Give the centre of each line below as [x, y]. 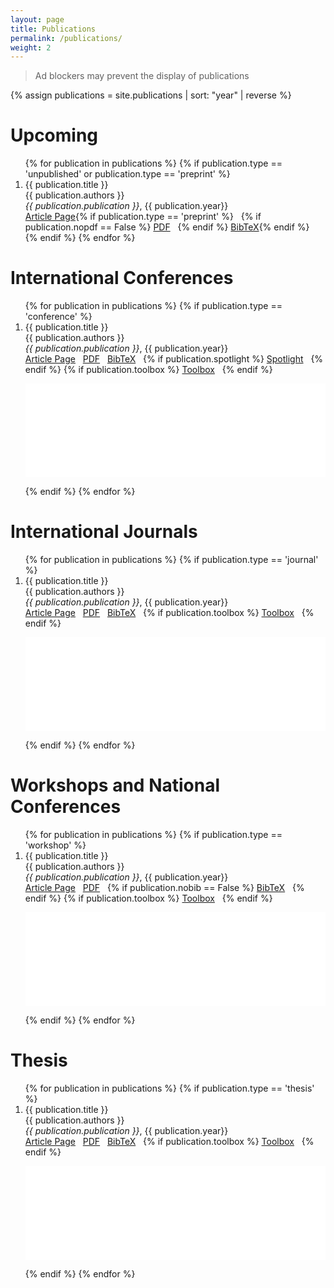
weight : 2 [31, 47]
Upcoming [54, 135]
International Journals [104, 532]
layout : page [37, 19]
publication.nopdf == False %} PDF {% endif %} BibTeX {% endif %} [167, 227]
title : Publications [53, 29]
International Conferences [122, 278]
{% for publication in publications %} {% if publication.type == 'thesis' [169, 1088]
